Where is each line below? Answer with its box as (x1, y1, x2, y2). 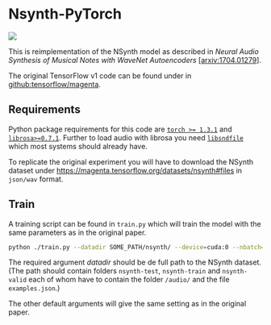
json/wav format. (8, 174, 64, 184)
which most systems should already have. (8, 141, 148, 151)
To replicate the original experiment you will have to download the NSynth (8, 156, 254, 166)
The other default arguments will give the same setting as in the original (8, 299, 247, 309)
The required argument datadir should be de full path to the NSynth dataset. (8, 257, 262, 267)
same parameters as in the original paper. (8, 227, 147, 237)
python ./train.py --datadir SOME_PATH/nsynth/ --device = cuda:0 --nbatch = (8, 243, 265, 251)
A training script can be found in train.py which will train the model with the (8, 219, 261, 228)
